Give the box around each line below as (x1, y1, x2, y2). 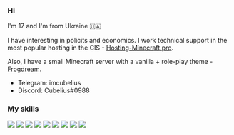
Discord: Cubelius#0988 (17, 86, 91, 94)
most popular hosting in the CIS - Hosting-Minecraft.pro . (7, 43, 173, 52)
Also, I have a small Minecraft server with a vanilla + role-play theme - (7, 58, 213, 66)
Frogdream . (7, 65, 41, 73)
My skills (7, 104, 39, 114)
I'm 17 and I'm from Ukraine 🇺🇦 (7, 22, 101, 31)
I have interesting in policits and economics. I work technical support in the (7, 36, 228, 45)
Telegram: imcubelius (17, 79, 81, 87)
